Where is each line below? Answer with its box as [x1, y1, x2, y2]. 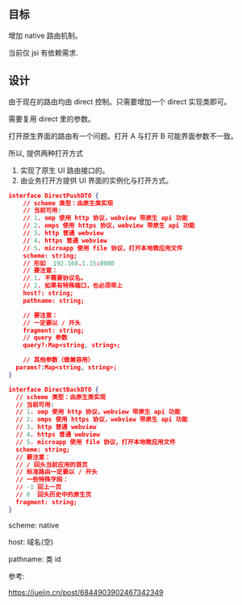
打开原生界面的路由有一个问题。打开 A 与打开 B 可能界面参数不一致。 [8, 131, 238, 141]
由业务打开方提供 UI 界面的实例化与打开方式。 [19, 175, 173, 185]
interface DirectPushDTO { [8, 191, 99, 200]
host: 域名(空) [8, 536, 54, 547]
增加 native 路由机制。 [8, 31, 82, 40]
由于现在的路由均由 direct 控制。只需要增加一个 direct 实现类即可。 [8, 96, 232, 107]
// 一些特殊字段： [15, 476, 69, 484]
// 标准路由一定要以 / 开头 [15, 468, 98, 477]
